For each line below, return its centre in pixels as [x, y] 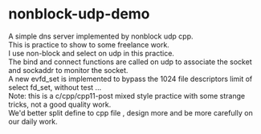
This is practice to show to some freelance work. [89, 44]
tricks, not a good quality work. [60, 104]
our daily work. [33, 121]
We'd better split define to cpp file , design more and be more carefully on [130, 112]
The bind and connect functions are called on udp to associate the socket [130, 62]
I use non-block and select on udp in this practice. [92, 53]
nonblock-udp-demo [79, 14]
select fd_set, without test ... [55, 87]
